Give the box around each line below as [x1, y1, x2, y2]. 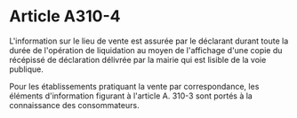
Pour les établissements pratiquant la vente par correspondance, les [9, 81, 260, 91]
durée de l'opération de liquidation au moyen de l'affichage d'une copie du [9, 44, 283, 55]
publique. [9, 64, 44, 75]
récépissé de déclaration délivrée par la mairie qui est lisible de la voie [9, 54, 267, 65]
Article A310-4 [9, 6, 122, 27]
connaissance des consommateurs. [9, 99, 140, 110]
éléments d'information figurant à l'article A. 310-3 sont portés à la [9, 90, 253, 101]
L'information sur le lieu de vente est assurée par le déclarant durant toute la [9, 35, 289, 46]
